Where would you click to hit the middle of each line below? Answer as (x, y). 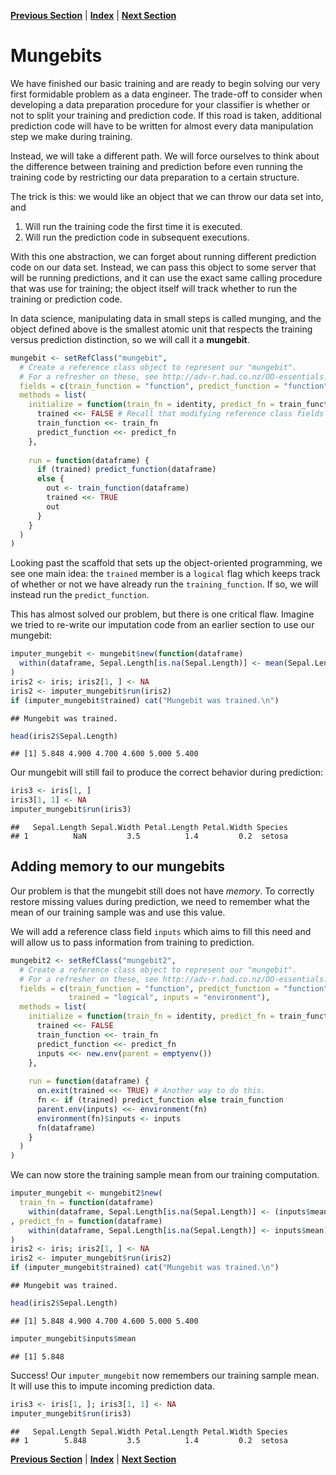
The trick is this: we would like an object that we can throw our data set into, (167, 196)
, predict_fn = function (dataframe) (86, 1221)
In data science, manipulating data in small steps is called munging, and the (166, 318)
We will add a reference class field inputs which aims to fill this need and (161, 931)
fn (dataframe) (66, 1128)
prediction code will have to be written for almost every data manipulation (162, 126)
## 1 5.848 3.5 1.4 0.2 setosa (149, 1440)
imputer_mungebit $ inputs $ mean (73, 1338)
